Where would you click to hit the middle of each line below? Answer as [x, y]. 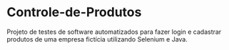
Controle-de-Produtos [74, 12]
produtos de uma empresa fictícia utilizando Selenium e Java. [97, 39]
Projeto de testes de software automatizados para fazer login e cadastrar [114, 32]
